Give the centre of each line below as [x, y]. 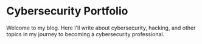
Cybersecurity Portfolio [67, 11]
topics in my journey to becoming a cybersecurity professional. [85, 34]
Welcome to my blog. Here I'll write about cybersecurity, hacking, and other [101, 28]
